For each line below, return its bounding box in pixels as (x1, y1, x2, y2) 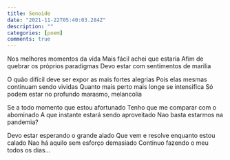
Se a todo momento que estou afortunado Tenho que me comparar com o (7, 103, 217, 112)
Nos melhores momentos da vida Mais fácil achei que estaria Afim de (7, 54, 204, 63)
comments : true (7, 36, 51, 43)
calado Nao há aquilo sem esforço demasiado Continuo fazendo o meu (7, 139, 209, 147)
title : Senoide (7, 10, 51, 17)
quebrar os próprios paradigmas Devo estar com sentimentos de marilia (7, 62, 211, 70)
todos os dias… (7, 146, 51, 154)
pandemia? (7, 118, 39, 126)
